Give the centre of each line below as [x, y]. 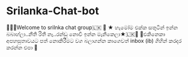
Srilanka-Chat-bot [53, 11]
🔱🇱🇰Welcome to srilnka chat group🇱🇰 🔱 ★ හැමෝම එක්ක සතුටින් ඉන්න [92, 27]
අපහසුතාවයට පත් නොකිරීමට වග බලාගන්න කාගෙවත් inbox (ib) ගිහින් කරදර [94, 40]
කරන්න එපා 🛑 [22, 47]
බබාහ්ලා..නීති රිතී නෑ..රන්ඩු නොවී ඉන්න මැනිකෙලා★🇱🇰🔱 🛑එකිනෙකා [86, 34]
